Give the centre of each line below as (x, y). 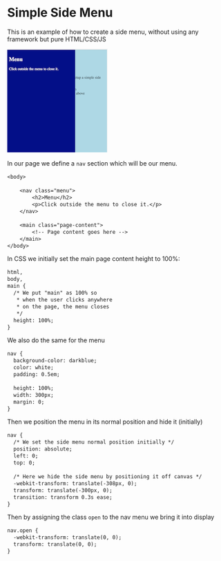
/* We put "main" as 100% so (55, 293)
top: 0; (25, 463)
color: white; (33, 367)
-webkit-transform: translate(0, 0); (68, 537)
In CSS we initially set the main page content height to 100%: (94, 258)
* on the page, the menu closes (63, 306)
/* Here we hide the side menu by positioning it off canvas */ (108, 476)
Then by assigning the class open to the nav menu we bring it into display (111, 517)
